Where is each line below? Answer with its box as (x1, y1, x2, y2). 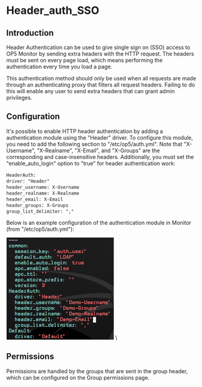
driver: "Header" (6, 178, 50, 184)
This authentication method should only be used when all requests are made (6, 75, 197, 82)
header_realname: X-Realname (6, 190, 80, 197)
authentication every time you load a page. (6, 63, 113, 70)
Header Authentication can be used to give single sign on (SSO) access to (6, 44, 191, 51)
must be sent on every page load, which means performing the (6, 57, 163, 63)
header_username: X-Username (6, 184, 80, 190)
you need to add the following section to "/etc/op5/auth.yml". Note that (6, 140, 183, 148)
